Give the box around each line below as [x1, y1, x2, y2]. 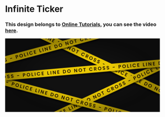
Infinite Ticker [5, 3, 64, 15]
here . [5, 27, 18, 34]
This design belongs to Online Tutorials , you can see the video [5, 21, 157, 28]
